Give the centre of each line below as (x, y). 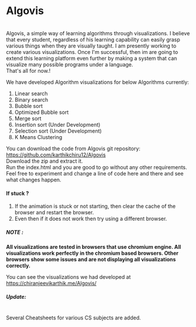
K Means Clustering (38, 137)
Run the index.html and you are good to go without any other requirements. (97, 167)
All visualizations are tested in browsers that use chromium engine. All (94, 247)
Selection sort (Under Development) (58, 131)
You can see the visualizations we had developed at (68, 277)
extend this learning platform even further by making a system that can (92, 58)
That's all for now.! (28, 70)
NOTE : (15, 232)
